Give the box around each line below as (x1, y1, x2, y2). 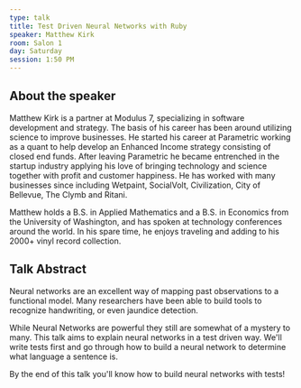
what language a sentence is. (9, 351, 119, 362)
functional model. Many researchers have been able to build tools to (9, 295, 262, 306)
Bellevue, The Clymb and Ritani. (9, 189, 128, 199)
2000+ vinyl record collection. (9, 236, 122, 246)
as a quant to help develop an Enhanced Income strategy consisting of (9, 141, 272, 152)
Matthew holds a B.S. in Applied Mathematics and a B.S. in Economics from (9, 207, 289, 217)
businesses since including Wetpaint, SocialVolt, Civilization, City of (9, 180, 261, 190)
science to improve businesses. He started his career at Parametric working (9, 132, 291, 143)
